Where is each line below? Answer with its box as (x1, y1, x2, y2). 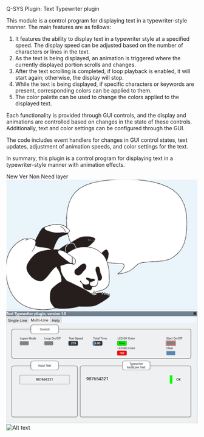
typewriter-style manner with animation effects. (6, 161, 126, 168)
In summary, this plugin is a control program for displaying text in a (6, 155, 173, 162)
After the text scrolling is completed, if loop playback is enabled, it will (15, 68, 191, 75)
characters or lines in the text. (15, 48, 90, 55)
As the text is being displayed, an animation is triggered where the (15, 55, 181, 61)
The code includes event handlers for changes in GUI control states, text (6, 136, 188, 144)
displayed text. (15, 100, 52, 107)
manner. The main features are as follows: (6, 24, 111, 30)
